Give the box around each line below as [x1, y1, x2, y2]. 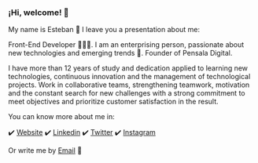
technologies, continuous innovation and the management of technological [8, 72, 251, 81]
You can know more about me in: [8, 112, 116, 121]
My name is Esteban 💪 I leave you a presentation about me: [8, 25, 201, 34]
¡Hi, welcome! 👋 [8, 7, 69, 18]
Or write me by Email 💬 [8, 146, 83, 155]
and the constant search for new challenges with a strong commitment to [8, 89, 245, 98]
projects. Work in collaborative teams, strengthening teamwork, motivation [8, 80, 250, 89]
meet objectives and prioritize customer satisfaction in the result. [8, 97, 219, 107]
